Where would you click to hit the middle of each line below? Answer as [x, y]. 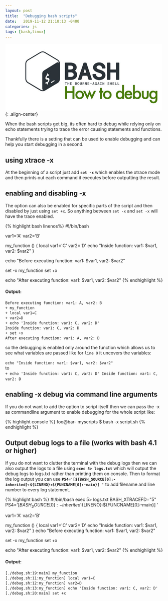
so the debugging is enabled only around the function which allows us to [80, 347]
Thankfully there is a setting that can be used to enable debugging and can [83, 139]
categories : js [21, 27]
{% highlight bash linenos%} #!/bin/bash [47, 226]
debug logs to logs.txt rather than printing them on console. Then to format [83, 474]
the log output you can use [33, 479]
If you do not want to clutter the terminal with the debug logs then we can [81, 463]
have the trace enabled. [30, 216]
